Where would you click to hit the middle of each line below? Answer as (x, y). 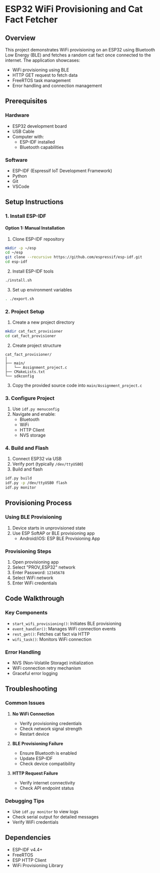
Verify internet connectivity (47, 782)
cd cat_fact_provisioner (31, 336)
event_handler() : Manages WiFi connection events (64, 629)
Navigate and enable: (34, 414)
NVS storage (33, 435)
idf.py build (19, 479)
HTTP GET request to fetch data (45, 75)
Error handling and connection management (57, 86)
